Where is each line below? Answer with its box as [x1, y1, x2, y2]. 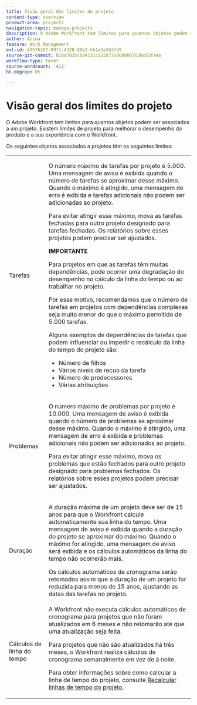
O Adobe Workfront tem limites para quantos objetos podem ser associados [6, 119, 189, 126]
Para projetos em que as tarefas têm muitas [49, 260, 169, 268]
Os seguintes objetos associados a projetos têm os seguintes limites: [6, 142, 173, 150]
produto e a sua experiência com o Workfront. [6, 131, 117, 138]
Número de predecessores [58, 374, 133, 382]
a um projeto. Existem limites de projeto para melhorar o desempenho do [6, 125, 182, 132]
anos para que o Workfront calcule [49, 510, 144, 518]
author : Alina [6, 36, 41, 42]
